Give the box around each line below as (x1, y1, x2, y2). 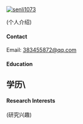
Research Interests (6, 97, 56, 104)
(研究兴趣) (6, 111, 32, 119)
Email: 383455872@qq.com (6, 46, 77, 54)
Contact (6, 32, 27, 40)
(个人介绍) (6, 18, 32, 26)
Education (6, 60, 33, 67)
